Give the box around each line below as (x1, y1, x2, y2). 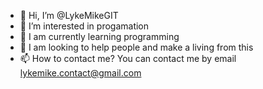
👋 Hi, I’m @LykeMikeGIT (19, 10, 119, 21)
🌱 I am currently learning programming (19, 31, 180, 42)
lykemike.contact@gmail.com (19, 67, 142, 79)
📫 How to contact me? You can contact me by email (19, 53, 237, 64)
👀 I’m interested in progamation (19, 20, 150, 32)
